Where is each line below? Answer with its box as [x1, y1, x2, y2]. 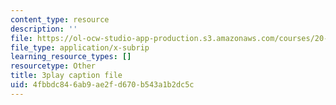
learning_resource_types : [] [10, 52, 132, 62]
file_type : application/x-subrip [10, 42, 150, 53]
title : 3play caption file [10, 71, 123, 81]
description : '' [10, 24, 78, 34]
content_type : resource [10, 14, 110, 25]
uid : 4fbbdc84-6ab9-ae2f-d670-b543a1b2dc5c [10, 80, 195, 90]
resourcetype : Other [10, 61, 97, 71]
